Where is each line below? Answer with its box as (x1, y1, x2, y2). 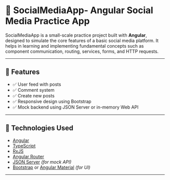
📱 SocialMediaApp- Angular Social (5, 5, 153, 16)
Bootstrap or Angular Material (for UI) (12, 164, 91, 170)
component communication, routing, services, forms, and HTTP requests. (5, 48, 159, 54)
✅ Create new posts (12, 92, 55, 98)
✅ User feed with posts (12, 81, 62, 87)
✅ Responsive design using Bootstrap (12, 98, 92, 104)
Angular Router (12, 153, 45, 159)
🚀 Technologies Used (5, 124, 73, 132)
